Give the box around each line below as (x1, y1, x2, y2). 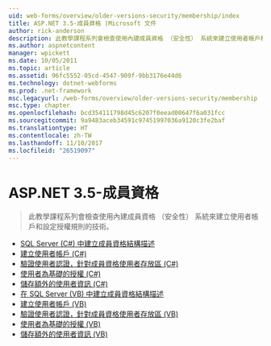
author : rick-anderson (8, 27, 85, 35)
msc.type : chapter (8, 101, 70, 109)
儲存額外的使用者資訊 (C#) (19, 279, 109, 289)
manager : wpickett (8, 49, 70, 57)
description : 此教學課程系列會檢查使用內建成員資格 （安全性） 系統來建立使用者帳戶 (8, 34, 261, 43)
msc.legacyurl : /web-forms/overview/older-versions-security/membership (8, 94, 258, 102)
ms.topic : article (8, 64, 70, 72)
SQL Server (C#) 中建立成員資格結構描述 (19, 239, 156, 249)
